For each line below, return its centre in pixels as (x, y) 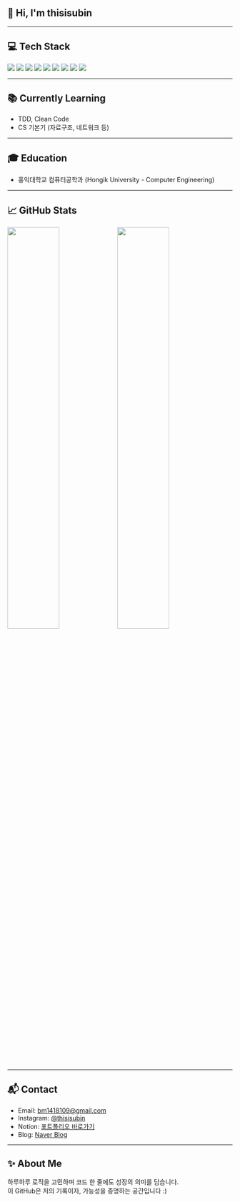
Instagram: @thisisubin (51, 1118)
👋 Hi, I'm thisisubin (50, 13)
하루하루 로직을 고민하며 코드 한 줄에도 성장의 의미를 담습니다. (93, 1182)
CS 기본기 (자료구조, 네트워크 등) (63, 128)
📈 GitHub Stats (42, 210)
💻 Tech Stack (39, 47)
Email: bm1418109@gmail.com (62, 1110)
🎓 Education (37, 158)
